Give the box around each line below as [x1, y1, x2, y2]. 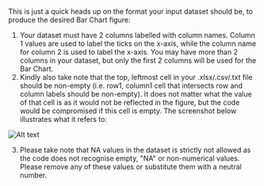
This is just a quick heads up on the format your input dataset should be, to [8, 7, 254, 16]
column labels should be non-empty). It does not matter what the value [19, 89, 252, 98]
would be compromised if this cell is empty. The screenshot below [19, 106, 237, 116]
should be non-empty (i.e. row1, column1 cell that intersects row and [19, 81, 243, 90]
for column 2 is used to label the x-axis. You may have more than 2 [19, 47, 238, 56]
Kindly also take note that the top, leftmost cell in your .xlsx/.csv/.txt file [19, 73, 253, 82]
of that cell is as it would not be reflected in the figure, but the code [19, 98, 240, 107]
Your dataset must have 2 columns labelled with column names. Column [19, 31, 255, 40]
